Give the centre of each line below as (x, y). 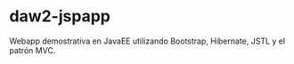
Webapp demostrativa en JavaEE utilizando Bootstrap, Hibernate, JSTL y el (147, 41)
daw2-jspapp (60, 16)
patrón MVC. (33, 50)
